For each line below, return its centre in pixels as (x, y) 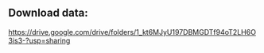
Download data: (49, 13)
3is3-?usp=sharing (39, 40)
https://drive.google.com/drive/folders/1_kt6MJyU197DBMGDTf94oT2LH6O (132, 32)
